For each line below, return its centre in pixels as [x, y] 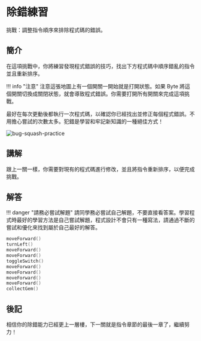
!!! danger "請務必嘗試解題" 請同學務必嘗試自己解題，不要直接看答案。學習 [98, 213]
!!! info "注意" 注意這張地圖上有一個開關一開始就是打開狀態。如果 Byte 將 [96, 86]
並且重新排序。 [25, 73]
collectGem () [22, 289]
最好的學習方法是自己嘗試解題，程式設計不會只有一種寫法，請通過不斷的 [106, 220]
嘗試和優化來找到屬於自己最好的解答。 [53, 228]
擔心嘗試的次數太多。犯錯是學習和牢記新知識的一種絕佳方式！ [87, 121]
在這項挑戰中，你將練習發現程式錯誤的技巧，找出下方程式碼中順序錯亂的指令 [100, 66]
